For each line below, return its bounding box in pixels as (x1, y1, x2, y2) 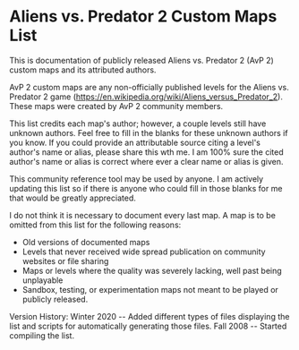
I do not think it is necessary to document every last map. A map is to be (9, 209, 276, 220)
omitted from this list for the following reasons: (9, 219, 182, 230)
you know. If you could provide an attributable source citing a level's (9, 137, 261, 148)
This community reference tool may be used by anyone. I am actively (9, 173, 264, 184)
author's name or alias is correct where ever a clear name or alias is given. (9, 156, 284, 166)
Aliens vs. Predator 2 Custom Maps (9, 6, 278, 27)
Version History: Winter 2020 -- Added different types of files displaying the (9, 311, 290, 321)
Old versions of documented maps (21, 236, 150, 247)
